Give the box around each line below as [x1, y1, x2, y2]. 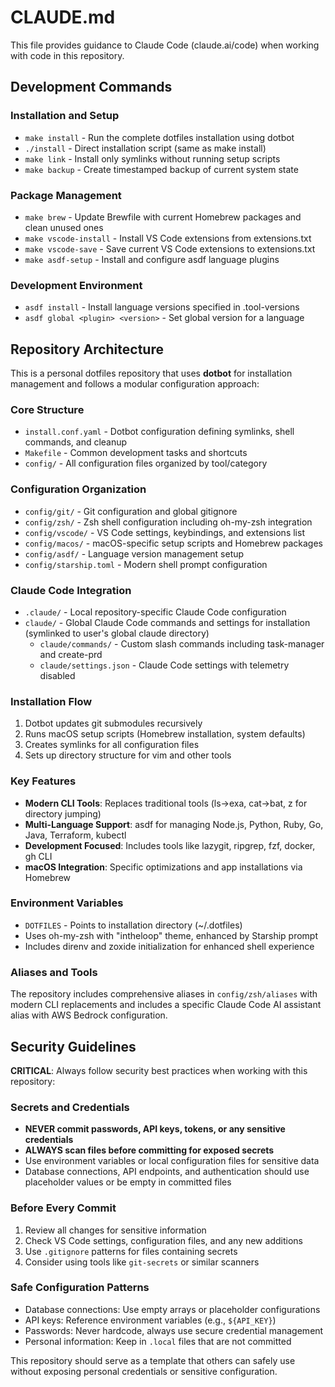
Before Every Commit [10, 1201, 117, 1215]
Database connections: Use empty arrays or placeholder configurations [24, 1303, 321, 1315]
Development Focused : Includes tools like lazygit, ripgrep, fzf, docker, [24, 839, 316, 851]
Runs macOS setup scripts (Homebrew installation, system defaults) [24, 728, 306, 740]
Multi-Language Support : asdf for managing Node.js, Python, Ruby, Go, [24, 818, 324, 830]
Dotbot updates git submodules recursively [24, 717, 203, 730]
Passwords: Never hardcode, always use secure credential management [24, 1324, 324, 1336]
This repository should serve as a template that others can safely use [10, 1354, 296, 1366]
